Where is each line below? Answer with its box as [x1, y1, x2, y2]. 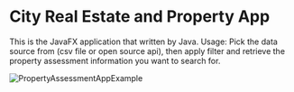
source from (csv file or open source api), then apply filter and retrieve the [9, 45, 286, 56]
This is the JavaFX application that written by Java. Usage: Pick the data [9, 36, 278, 47]
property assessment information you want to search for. [9, 55, 221, 66]
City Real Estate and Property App [9, 6, 271, 27]
